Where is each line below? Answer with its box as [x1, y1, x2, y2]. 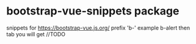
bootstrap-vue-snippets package [6, 4, 180, 18]
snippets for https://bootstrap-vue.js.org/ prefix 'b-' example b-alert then [6, 24, 191, 31]
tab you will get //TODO [6, 30, 66, 37]
